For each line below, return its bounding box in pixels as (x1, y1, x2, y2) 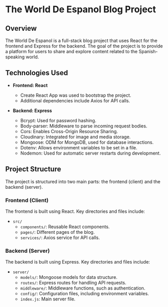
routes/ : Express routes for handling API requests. (20, 280, 127, 286)
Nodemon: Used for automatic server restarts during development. (20, 150, 161, 156)
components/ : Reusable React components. (20, 224, 110, 230)
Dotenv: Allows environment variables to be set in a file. (20, 144, 138, 150)
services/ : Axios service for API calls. (20, 234, 100, 240)
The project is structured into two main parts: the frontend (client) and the (5, 178, 161, 185)
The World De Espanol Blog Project (5, 4, 156, 15)
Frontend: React (12, 82, 48, 88)
